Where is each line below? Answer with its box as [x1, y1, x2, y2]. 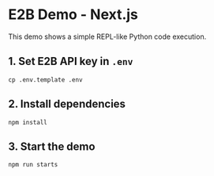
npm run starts [8, 161, 58, 169]
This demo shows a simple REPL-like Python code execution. [8, 32, 207, 41]
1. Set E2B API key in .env [8, 55, 133, 68]
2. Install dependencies [8, 98, 126, 111]
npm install [8, 118, 47, 126]
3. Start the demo [8, 140, 96, 153]
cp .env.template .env [8, 75, 83, 84]
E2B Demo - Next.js [8, 6, 138, 24]
